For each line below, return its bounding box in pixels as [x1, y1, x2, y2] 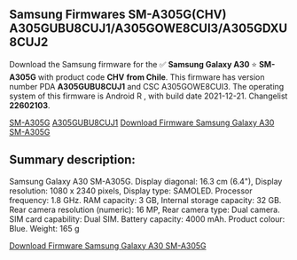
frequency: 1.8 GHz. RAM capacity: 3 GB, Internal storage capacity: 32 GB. [9, 194, 282, 205]
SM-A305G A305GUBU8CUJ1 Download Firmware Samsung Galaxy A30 [9, 117, 275, 128]
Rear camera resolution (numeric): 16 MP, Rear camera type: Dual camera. [9, 204, 281, 215]
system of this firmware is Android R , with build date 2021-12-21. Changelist [9, 91, 288, 101]
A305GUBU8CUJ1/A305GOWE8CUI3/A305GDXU [9, 21, 288, 36]
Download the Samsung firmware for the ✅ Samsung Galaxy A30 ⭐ [9, 59, 257, 69]
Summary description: [9, 153, 136, 168]
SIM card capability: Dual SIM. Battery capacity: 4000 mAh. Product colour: [9, 213, 285, 225]
